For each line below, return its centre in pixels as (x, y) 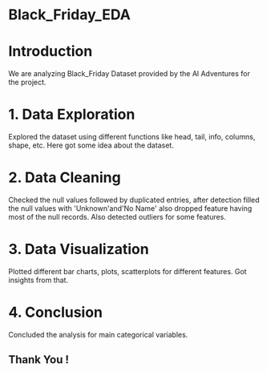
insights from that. (38, 280)
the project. (27, 83)
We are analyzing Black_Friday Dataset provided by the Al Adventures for (129, 74)
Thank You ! (39, 360)
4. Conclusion (55, 312)
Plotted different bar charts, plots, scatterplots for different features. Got (127, 271)
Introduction (51, 52)
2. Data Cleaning (65, 178)
